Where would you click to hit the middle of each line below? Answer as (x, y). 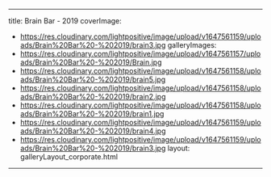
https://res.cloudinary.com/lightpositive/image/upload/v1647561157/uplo (140, 54)
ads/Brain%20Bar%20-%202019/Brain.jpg (91, 62)
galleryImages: (192, 45)
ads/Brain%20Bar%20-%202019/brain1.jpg (92, 114)
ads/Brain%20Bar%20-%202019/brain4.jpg (93, 131)
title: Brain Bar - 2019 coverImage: (65, 21)
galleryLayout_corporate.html (69, 157)
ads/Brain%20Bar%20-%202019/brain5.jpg (93, 79)
